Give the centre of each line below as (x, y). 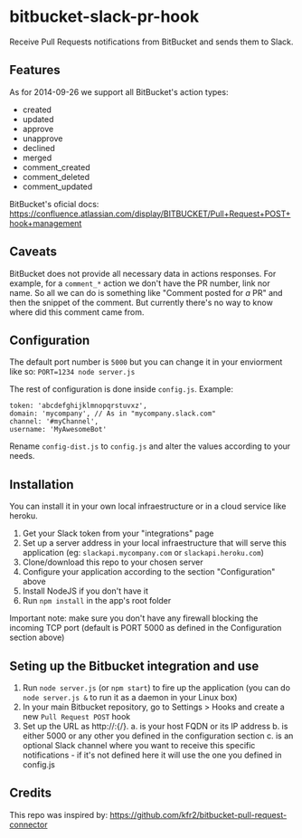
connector (28, 824)
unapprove (42, 138)
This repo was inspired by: (59, 814)
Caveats (33, 252)
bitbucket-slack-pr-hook (104, 17)
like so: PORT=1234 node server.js (72, 372)
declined (39, 148)
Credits (31, 793)
